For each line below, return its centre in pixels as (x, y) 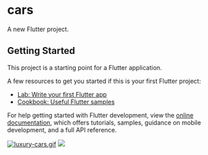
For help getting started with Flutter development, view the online (101, 115)
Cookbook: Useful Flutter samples (66, 102)
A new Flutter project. (38, 29)
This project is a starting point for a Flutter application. (85, 67)
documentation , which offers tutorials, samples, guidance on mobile (104, 122)
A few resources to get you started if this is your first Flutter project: (104, 81)
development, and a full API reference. (62, 129)
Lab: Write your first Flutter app (62, 94)
